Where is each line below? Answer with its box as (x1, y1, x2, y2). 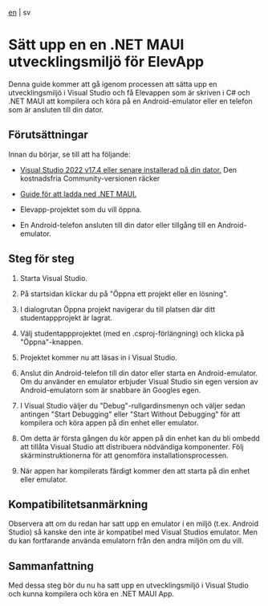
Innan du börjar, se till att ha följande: (8, 149, 131, 159)
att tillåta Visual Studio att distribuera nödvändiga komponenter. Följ (19, 441, 244, 451)
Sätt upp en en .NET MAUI (8, 36, 185, 54)
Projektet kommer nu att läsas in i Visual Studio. (19, 352, 178, 362)
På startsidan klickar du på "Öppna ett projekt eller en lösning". (19, 289, 229, 299)
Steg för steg (8, 252, 75, 266)
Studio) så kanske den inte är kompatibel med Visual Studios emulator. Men (8, 527, 258, 537)
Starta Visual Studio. (19, 273, 88, 283)
